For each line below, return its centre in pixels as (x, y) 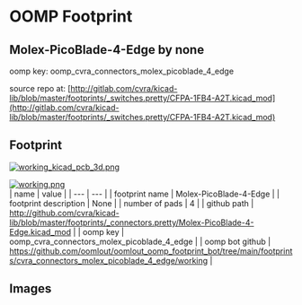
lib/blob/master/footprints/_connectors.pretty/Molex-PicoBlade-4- (132, 222)
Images (31, 289)
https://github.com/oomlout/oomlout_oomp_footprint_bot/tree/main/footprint (151, 251)
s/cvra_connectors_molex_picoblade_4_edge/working (109, 260)
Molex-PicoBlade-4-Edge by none (107, 50)
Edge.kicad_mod (40, 231)
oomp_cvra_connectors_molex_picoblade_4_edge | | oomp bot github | (140, 241)
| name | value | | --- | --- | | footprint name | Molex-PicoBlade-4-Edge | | (145, 194)
